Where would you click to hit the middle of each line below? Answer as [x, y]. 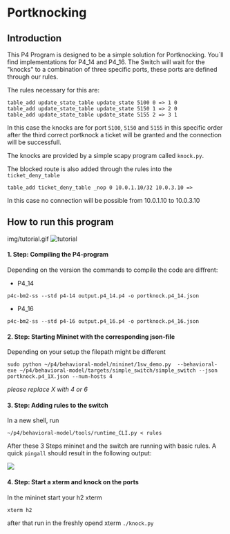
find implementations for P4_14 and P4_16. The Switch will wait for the [106, 62]
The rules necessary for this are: [54, 90]
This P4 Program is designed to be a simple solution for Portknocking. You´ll [115, 55]
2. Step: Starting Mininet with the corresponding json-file [91, 337]
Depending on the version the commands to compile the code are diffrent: [113, 270]
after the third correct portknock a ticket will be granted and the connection [115, 135]
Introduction [35, 38]
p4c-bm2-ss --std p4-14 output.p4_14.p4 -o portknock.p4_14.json [103, 296]
